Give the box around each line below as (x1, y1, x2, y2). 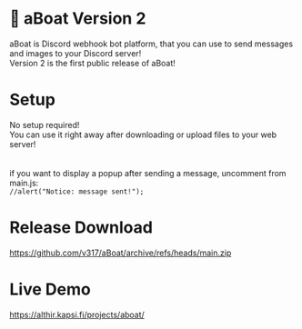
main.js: (9, 177, 39, 188)
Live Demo (9, 279, 91, 299)
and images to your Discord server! (9, 47, 142, 58)
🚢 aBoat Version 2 (9, 8, 146, 29)
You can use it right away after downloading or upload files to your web (9, 129, 277, 140)
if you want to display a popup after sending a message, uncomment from (9, 167, 287, 178)
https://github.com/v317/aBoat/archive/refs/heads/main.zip (9, 247, 232, 258)
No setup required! (9, 119, 80, 130)
